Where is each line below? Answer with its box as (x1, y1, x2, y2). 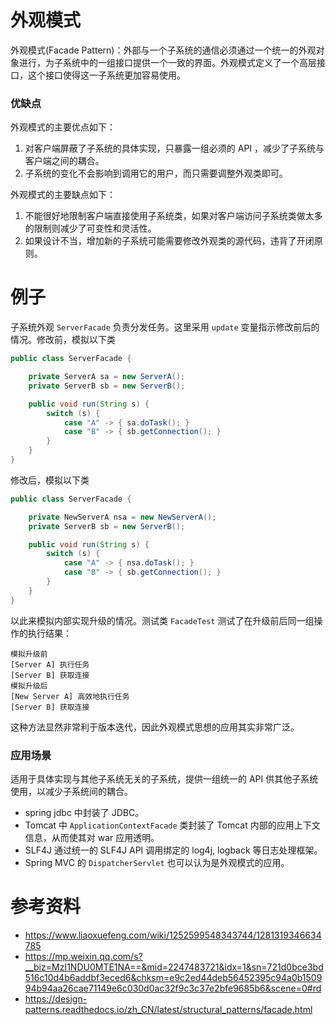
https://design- (24, 992, 88, 1005)
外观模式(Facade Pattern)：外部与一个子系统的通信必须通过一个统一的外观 (10, 44, 317, 56)
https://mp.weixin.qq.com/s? (24, 950, 143, 962)
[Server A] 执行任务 (10, 659, 90, 670)
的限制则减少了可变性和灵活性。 (24, 222, 157, 235)
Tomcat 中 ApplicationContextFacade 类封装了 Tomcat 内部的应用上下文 (24, 819, 321, 831)
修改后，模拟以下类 (10, 474, 90, 486)
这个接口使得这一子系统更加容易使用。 (27, 69, 186, 81)
